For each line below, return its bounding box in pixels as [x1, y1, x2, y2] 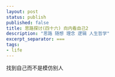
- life [6, 47, 23, 53]
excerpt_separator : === [6, 36, 65, 42]
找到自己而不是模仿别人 [6, 64, 63, 71]
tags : [6, 42, 20, 48]
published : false [6, 20, 49, 25]
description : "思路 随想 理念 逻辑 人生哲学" [6, 31, 110, 37]
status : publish [6, 14, 46, 20]
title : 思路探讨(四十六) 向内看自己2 [6, 25, 89, 31]
